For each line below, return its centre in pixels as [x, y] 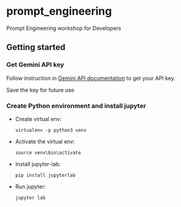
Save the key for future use [41, 90]
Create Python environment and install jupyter [76, 106]
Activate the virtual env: [45, 141]
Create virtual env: [38, 119]
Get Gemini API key [35, 65]
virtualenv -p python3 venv [51, 130]
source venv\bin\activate [48, 153]
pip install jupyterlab [45, 175]
